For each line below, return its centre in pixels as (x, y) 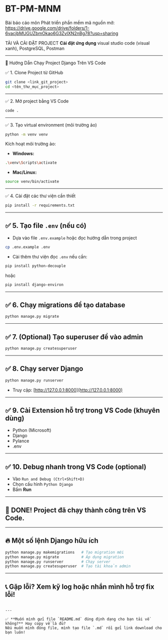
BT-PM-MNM (33, 9)
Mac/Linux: (24, 172)
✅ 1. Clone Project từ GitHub (34, 72)
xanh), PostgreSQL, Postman (35, 48)
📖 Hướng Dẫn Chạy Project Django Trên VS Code (55, 63)
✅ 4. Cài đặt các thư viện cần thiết (40, 196)
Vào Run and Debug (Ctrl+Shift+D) (48, 479)
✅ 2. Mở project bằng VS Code (37, 101)
